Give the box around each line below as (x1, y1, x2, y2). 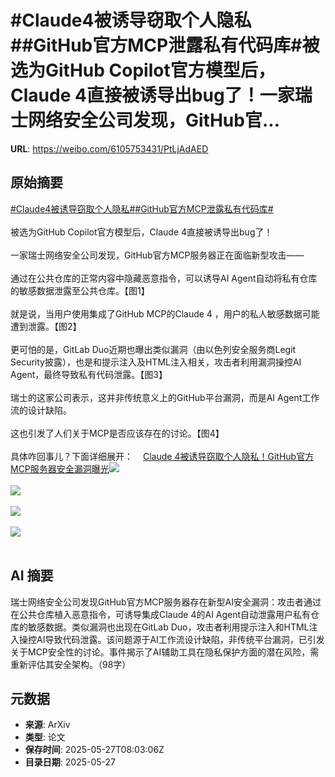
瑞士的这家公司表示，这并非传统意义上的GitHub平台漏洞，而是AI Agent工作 (10, 391, 320, 403)
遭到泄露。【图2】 (10, 320, 82, 332)
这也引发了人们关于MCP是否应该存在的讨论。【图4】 (10, 427, 225, 439)
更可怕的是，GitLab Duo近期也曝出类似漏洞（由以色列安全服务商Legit (10, 343, 297, 355)
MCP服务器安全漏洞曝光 (10, 462, 110, 475)
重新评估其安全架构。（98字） (10, 658, 132, 670)
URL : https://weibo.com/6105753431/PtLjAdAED (10, 142, 209, 155)
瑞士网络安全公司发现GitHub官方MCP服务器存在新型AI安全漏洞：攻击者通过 (10, 596, 322, 608)
